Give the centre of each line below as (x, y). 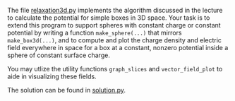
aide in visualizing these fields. (52, 76)
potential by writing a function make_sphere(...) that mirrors (95, 32)
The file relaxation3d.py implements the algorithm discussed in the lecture (115, 10)
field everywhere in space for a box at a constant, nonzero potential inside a (118, 48)
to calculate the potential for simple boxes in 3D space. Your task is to (109, 18)
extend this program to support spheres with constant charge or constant (114, 25)
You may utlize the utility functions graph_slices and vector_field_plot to (115, 69)
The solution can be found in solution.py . (66, 90)
